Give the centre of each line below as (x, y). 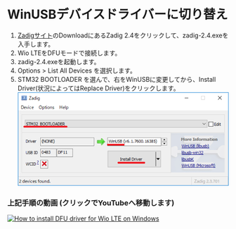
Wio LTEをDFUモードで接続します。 (69, 53)
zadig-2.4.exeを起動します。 (59, 61)
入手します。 (36, 44)
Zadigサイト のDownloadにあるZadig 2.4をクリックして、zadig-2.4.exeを (123, 35)
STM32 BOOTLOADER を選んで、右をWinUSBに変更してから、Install (117, 79)
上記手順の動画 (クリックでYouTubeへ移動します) (91, 203)
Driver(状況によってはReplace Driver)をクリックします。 (98, 88)
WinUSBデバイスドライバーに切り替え (118, 14)
